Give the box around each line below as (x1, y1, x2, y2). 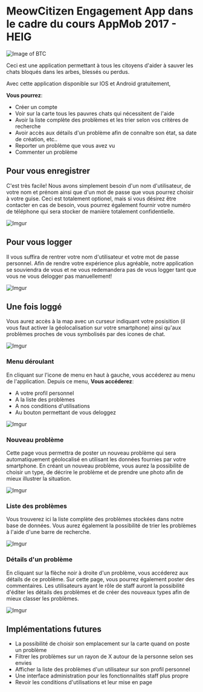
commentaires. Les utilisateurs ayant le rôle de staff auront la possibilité (6, 582, 185, 589)
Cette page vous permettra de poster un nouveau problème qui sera (6, 449, 176, 456)
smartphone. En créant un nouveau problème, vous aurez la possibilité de (6, 462, 190, 469)
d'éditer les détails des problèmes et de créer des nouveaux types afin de (6, 588, 190, 596)
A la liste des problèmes (14, 395, 76, 403)
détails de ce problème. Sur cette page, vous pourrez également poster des (6, 575, 195, 582)
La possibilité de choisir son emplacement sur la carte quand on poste (14, 640, 190, 647)
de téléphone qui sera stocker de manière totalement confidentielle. (6, 208, 175, 215)
